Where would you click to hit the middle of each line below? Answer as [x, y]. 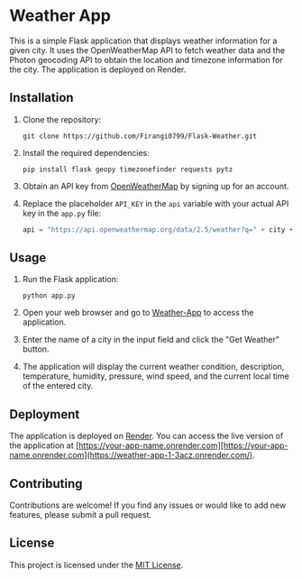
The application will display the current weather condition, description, [153, 367]
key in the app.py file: [62, 213]
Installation [41, 98]
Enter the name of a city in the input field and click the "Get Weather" [151, 340]
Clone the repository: [62, 119]
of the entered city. [58, 386]
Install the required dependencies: [86, 152]
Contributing [46, 483]
